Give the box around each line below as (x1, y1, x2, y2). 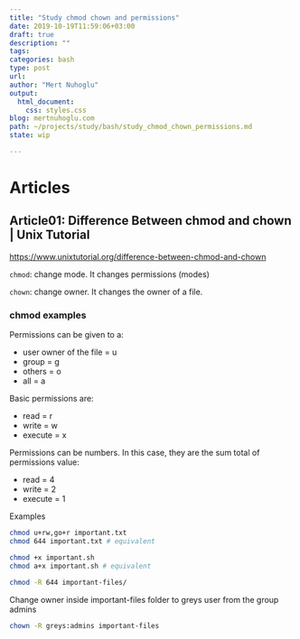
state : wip (9, 131, 51, 140)
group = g (22, 357, 61, 367)
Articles (9, 178, 70, 199)
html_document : (17, 97, 75, 106)
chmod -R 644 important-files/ (9, 578, 127, 587)
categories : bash (9, 55, 75, 64)
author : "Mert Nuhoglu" (9, 80, 99, 89)
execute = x (22, 430, 67, 440)
